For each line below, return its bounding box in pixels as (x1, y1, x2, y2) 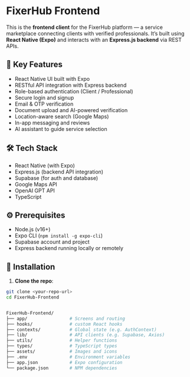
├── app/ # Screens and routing (6, 316, 126, 322)
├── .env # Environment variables (6, 354, 131, 360)
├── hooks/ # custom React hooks (6, 321, 123, 327)
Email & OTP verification (14, 100, 74, 107)
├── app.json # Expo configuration (6, 359, 123, 365)
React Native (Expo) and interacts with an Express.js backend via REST (6, 36, 182, 43)
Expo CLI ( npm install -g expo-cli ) (14, 232, 103, 240)
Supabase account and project (14, 238, 90, 245)
